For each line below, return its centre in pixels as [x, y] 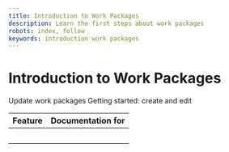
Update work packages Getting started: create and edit [100, 101]
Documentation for [88, 120]
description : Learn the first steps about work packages [106, 23]
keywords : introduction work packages [74, 38]
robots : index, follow [47, 31]
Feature [28, 120]
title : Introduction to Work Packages [74, 16]
